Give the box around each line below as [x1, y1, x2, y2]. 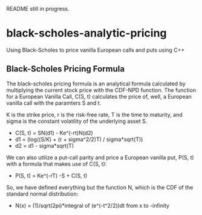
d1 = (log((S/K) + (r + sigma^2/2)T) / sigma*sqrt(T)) [15, 136, 143, 143]
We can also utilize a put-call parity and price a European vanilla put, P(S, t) [6, 154, 195, 161]
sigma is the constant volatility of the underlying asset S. [6, 117, 148, 125]
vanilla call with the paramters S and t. [6, 99, 102, 107]
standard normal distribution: [6, 190, 79, 197]
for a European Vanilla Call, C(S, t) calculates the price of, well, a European [6, 93, 192, 100]
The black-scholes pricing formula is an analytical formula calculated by [6, 80, 186, 87]
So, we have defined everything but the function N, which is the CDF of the [6, 184, 194, 191]
